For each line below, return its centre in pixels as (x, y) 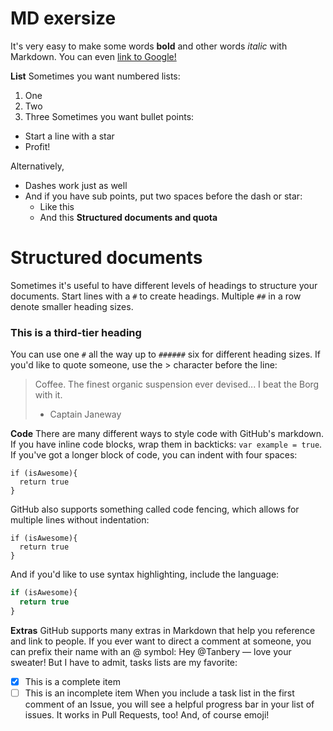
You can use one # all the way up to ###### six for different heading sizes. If (166, 354)
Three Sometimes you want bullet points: (109, 116)
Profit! (37, 146)
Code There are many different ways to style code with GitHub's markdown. (167, 434)
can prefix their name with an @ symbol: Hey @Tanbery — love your (151, 651)
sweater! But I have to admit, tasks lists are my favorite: (124, 662)
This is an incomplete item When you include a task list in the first (159, 693)
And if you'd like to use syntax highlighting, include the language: (145, 574)
